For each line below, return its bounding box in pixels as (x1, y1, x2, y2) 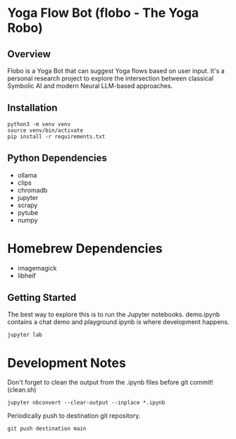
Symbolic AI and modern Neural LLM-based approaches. (7, 82, 173, 89)
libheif (17, 271, 37, 280)
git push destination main (7, 425, 87, 433)
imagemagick (17, 264, 57, 272)
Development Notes (7, 354, 127, 371)
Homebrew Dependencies (7, 240, 163, 256)
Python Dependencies (7, 152, 107, 164)
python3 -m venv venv (7, 120, 71, 128)
